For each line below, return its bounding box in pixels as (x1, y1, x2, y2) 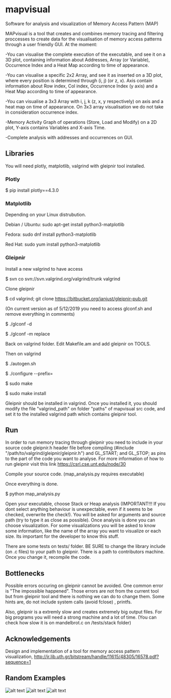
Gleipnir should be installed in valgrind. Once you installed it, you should (5, 400, 157, 406)
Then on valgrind (5, 351, 41, 357)
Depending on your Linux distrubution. (5, 211, 86, 218)
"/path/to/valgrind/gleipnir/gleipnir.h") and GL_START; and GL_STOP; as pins (5, 450, 166, 456)
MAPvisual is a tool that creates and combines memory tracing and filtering (5, 30, 164, 36)
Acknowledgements (5, 635, 71, 643)
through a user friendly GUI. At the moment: (5, 41, 97, 47)
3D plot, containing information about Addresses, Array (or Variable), (5, 56, 150, 62)
